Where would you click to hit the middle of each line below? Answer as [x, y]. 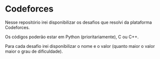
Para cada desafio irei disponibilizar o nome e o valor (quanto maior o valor [80, 46]
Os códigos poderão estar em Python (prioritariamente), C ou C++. [72, 37]
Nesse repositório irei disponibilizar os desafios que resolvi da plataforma [79, 22]
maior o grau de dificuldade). [34, 51]
